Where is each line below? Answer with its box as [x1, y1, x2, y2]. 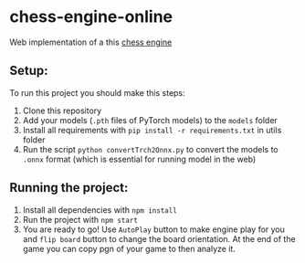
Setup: [9, 63, 48, 79]
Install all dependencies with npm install [22, 204, 178, 216]
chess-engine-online [9, 6, 174, 27]
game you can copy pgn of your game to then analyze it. [22, 243, 236, 254]
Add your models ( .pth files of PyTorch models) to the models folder [22, 114, 279, 125]
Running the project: [9, 180, 129, 195]
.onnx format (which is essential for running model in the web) [22, 153, 257, 164]
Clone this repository [22, 105, 102, 116]
